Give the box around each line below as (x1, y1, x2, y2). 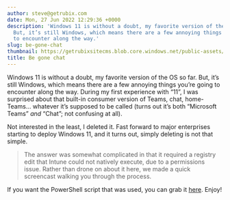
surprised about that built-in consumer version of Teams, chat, (7, 95, 184, 103)
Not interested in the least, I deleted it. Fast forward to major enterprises (7, 122, 211, 130)
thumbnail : (7, 48, 38, 55)
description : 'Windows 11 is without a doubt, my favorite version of (7, 23, 213, 29)
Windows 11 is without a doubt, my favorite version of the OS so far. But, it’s (7, 73, 220, 81)
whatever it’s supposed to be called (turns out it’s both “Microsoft (32, 102, 217, 110)
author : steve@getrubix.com (7, 10, 88, 17)
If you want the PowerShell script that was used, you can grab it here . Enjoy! (7, 185, 222, 193)
